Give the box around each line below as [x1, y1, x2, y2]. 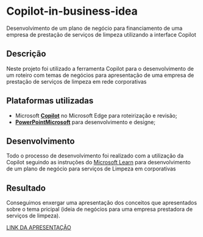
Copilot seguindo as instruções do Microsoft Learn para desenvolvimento [6, 159, 191, 166]
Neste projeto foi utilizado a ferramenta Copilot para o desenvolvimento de [6, 65, 194, 72]
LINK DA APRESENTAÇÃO [6, 224, 71, 232]
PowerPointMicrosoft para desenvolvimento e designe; [15, 118, 155, 126]
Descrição [6, 49, 46, 59]
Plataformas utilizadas [6, 96, 94, 106]
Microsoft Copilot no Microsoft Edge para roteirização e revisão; [15, 112, 177, 119]
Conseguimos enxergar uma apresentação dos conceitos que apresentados [6, 199, 197, 206]
